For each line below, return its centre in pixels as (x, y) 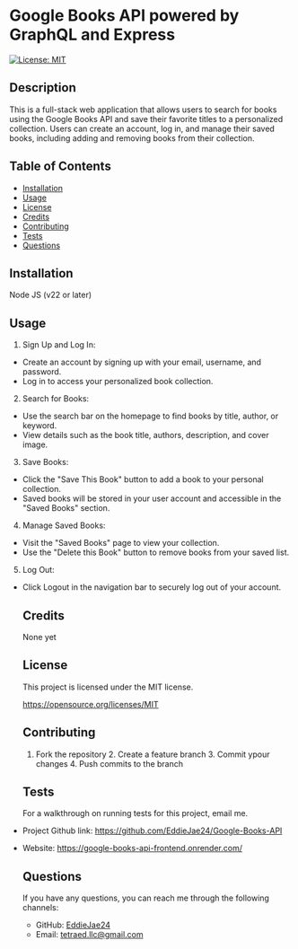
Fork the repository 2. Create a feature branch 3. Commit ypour (153, 754)
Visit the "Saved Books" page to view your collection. (121, 543)
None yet (39, 637)
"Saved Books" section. (66, 508)
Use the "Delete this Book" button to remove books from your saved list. (156, 552)
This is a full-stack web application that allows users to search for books (143, 110)
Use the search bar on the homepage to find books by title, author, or (150, 416)
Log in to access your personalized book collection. (118, 382)
